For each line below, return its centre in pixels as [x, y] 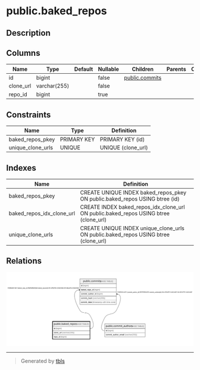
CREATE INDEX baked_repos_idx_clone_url [132, 207]
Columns [23, 53]
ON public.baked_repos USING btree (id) [130, 199]
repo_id [18, 94]
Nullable [108, 69]
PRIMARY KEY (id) [122, 139]
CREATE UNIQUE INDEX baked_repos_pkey [133, 193]
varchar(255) [53, 86]
